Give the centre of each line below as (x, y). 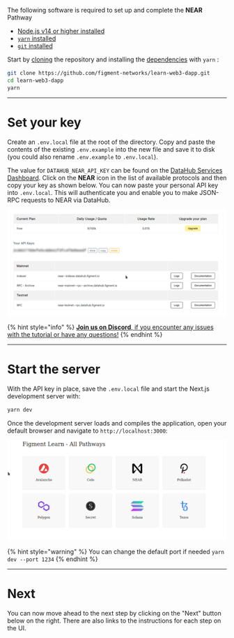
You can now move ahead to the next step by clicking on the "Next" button (114, 613)
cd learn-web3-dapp (36, 80)
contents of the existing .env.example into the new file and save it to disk (111, 149)
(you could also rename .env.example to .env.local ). (83, 157)
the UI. (17, 628)
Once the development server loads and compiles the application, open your (117, 423)
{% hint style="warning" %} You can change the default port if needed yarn (116, 551)
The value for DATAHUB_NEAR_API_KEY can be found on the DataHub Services (115, 170)
